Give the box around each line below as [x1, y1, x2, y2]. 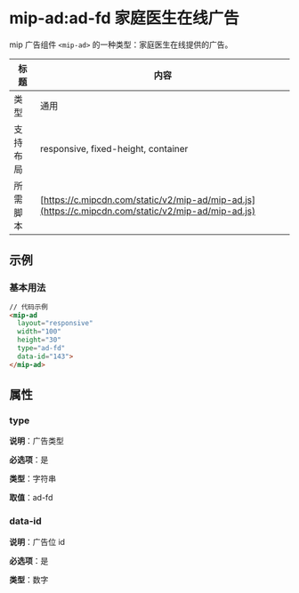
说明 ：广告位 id [9, 536, 65, 547]
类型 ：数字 [9, 574, 49, 585]
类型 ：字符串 [9, 473, 56, 485]
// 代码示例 [9, 302, 49, 311]
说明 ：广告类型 [9, 436, 64, 446]
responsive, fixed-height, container [39, 142, 189, 155]
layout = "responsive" [17, 319, 93, 328]
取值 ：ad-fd [9, 493, 53, 503]
